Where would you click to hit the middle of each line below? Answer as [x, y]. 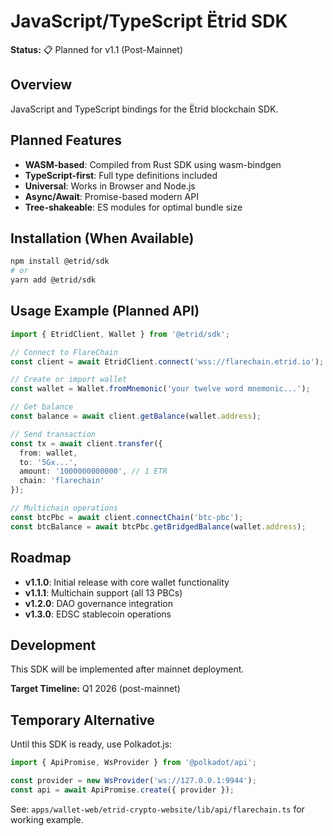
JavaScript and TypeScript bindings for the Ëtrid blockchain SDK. [144, 109]
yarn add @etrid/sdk [53, 280]
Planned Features [66, 140]
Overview [41, 85]
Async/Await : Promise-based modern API [111, 196]
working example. [47, 819]
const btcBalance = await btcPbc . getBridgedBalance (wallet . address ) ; [158, 526]
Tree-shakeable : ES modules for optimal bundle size [133, 207]
